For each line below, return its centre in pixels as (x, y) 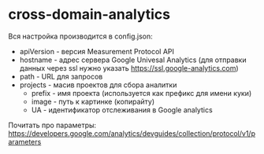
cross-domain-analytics (89, 15)
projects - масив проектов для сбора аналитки (98, 85)
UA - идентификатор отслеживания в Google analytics (122, 110)
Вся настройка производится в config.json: (81, 36)
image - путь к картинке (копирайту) (93, 101)
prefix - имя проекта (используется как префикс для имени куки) (141, 93)
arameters (25, 141)
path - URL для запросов (61, 76)
